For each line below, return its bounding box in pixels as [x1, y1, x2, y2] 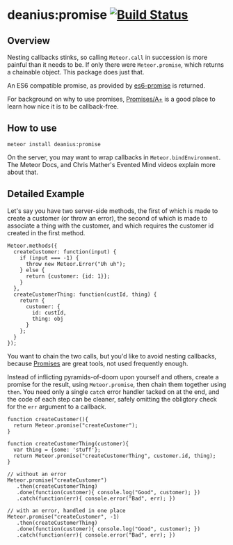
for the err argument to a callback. [7, 402, 106, 411]
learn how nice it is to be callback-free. [7, 102, 120, 111]
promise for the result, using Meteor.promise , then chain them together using [7, 380, 227, 388]
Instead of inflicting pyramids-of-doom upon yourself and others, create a [7, 372, 219, 381]
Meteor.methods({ [7, 242, 58, 249]
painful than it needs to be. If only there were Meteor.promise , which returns [7, 61, 225, 69]
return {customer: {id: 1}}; [25, 272, 111, 280]
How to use [7, 123, 57, 134]
